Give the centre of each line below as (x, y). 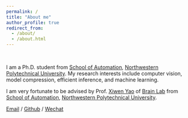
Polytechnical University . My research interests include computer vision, (94, 73)
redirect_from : (25, 28)
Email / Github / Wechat (35, 109)
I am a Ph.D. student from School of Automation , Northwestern (82, 67)
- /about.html (29, 39)
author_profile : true (33, 22)
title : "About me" (29, 17)
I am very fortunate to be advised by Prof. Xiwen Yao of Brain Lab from (92, 91)
